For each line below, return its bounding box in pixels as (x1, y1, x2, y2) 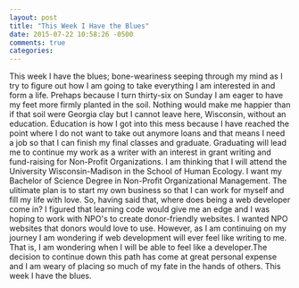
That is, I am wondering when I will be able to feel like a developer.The (9, 242, 268, 253)
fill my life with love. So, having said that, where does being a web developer (9, 194, 291, 206)
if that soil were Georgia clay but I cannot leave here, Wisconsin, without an (9, 109, 287, 120)
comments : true (9, 38, 66, 47)
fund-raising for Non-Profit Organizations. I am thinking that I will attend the (9, 157, 287, 167)
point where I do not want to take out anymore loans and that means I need (9, 128, 286, 139)
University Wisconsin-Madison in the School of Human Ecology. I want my (9, 166, 283, 177)
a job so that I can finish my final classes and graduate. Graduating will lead (9, 138, 287, 148)
